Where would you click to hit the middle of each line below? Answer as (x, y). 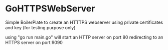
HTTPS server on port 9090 (34, 42)
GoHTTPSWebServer (50, 9)
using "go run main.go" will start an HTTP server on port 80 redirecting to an (84, 37)
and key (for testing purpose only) (40, 27)
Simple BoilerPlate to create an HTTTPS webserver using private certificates (84, 22)
